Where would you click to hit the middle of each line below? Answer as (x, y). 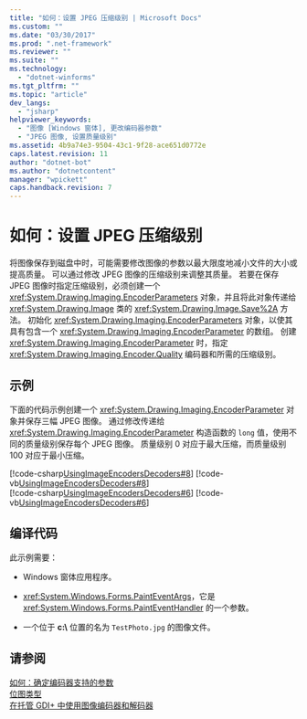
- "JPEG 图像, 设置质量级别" (68, 137)
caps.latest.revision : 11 (58, 153)
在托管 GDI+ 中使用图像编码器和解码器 (81, 705)
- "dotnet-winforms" (57, 78)
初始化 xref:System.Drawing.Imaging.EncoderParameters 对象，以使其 (160, 320)
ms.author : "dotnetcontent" (63, 171)
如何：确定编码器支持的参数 (62, 682)
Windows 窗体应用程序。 (69, 576)
